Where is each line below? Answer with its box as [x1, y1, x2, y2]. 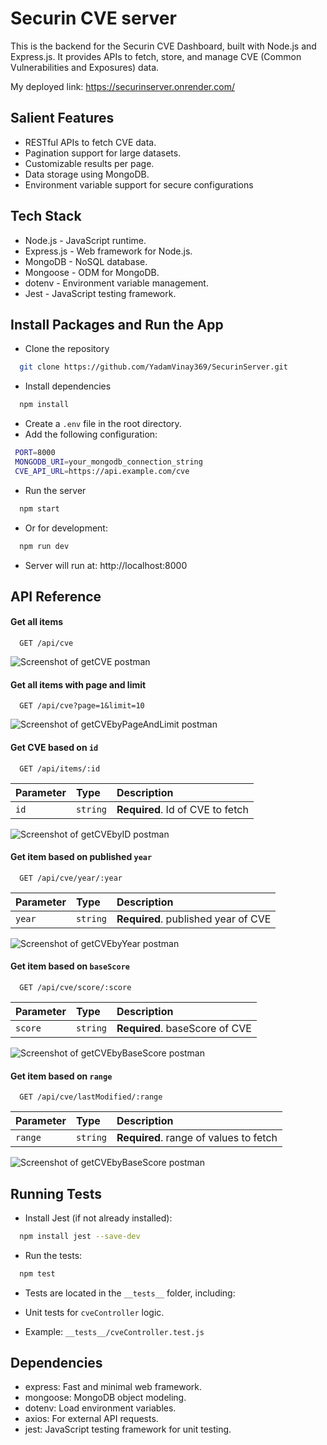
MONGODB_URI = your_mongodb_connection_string [14, 457, 203, 467]
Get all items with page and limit [10, 678, 147, 691]
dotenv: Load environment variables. [24, 1402, 177, 1414]
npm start [19, 503, 60, 514]
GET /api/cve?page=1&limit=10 [19, 701, 145, 711]
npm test [19, 1268, 56, 1279]
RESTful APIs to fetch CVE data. [24, 136, 157, 148]
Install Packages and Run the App [10, 316, 224, 333]
